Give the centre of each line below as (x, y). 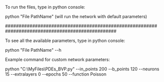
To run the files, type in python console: (45, 7)
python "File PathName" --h (33, 50)
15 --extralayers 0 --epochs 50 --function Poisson (56, 74)
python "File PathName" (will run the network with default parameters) (76, 16)
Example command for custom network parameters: (58, 60)
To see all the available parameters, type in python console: (65, 41)
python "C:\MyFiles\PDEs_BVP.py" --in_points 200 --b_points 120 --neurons (82, 69)
